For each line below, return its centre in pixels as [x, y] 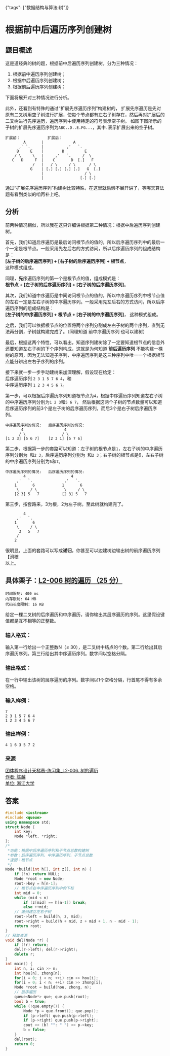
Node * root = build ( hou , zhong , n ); [53, 987]
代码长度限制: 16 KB [25, 604]
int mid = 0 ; [28, 893]
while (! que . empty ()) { [39, 1006]
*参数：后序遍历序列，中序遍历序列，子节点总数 [50, 855]
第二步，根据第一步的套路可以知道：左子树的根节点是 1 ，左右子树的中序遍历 [84, 449]
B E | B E [52, 151]
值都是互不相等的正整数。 [32, 621]
